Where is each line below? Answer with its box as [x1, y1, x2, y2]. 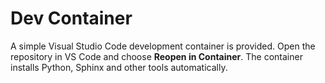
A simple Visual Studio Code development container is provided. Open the [10, 40, 316, 52]
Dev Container [10, 7, 133, 30]
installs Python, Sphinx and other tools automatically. [10, 61, 228, 73]
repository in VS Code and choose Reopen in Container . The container [10, 50, 303, 62]
